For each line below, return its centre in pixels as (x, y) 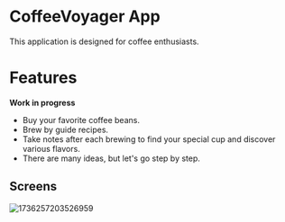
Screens (33, 186)
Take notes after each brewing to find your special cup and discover (149, 139)
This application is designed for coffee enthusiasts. (105, 41)
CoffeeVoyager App (85, 17)
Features (43, 78)
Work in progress (42, 102)
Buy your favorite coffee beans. (81, 120)
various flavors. (51, 148)
